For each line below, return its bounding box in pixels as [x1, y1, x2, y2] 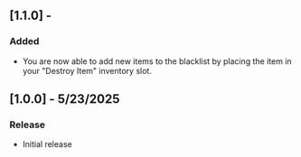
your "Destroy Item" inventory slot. [22, 65, 152, 76]
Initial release [22, 139, 72, 150]
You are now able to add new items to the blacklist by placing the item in [22, 55, 292, 67]
